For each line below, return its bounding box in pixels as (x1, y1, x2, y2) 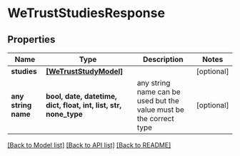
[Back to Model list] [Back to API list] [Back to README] (7, 141, 171, 149)
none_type (46, 109, 84, 119)
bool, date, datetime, (46, 91, 118, 101)
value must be (136, 105, 184, 115)
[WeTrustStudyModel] (46, 66, 124, 76)
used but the (136, 96, 180, 105)
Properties (7, 33, 56, 46)
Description (142, 55, 184, 64)
